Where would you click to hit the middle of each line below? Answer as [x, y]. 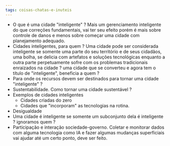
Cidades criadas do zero [46, 100]
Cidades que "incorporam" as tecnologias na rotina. [75, 105]
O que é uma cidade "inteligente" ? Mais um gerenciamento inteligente [87, 24]
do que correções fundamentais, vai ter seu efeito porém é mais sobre [87, 30]
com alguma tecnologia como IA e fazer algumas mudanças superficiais [89, 132]
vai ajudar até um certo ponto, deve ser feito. [60, 138]
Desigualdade [27, 111]
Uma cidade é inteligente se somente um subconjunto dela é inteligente [88, 116]
